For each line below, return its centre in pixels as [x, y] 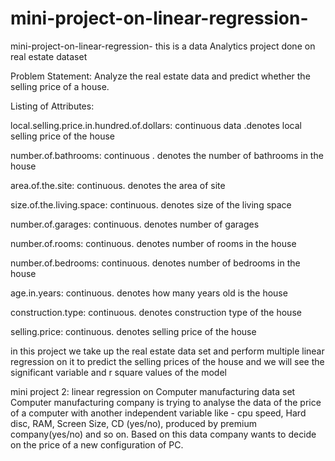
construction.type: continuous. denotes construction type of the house [156, 312]
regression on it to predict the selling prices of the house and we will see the [167, 361]
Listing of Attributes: [52, 106]
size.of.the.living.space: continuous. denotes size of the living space [151, 204]
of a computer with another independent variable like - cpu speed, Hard [158, 413]
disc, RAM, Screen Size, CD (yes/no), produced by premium [133, 423]
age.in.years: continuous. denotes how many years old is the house [149, 293]
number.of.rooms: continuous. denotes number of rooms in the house [153, 243]
